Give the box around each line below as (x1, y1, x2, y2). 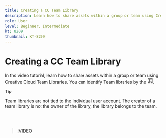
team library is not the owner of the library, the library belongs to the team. (5, 103, 157, 109)
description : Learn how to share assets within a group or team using (5, 13, 154, 18)
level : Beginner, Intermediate (5, 24, 70, 29)
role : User (5, 18, 28, 23)
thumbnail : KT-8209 (5, 34, 45, 39)
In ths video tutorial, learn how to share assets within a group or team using (5, 72, 159, 78)
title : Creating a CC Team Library (5, 8, 79, 13)
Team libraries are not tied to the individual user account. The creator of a (5, 98, 155, 104)
